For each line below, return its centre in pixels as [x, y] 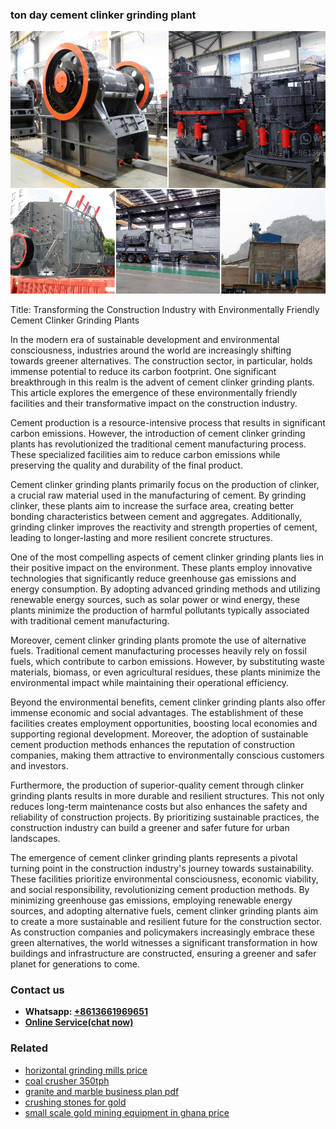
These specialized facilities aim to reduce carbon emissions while [145, 454]
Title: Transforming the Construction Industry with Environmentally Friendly [165, 309]
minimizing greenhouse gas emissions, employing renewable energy [151, 900]
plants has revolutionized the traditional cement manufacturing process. [158, 444]
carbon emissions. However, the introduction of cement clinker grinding [158, 433]
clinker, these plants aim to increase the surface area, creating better [152, 505]
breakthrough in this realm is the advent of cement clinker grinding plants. [162, 382]
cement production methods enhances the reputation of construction [153, 744]
